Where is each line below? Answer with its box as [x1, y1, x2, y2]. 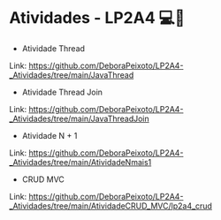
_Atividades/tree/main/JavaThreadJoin [9, 113, 150, 124]
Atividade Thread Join [21, 87, 103, 97]
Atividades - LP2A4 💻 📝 [9, 8, 186, 28]
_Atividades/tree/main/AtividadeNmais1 [9, 156, 152, 167]
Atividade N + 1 [21, 130, 78, 140]
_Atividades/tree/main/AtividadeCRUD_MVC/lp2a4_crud [9, 201, 212, 211]
